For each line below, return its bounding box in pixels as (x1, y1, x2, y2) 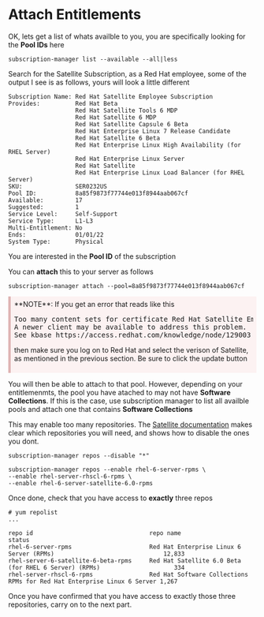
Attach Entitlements (8, 6, 142, 24)
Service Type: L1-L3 (8, 217, 93, 225)
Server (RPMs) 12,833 (8, 550, 185, 558)
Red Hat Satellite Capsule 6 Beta (75, 120, 189, 128)
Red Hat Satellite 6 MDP (75, 113, 157, 122)
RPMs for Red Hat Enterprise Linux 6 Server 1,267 (8, 578, 178, 585)
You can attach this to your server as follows (8, 267, 154, 276)
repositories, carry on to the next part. (8, 600, 132, 609)
